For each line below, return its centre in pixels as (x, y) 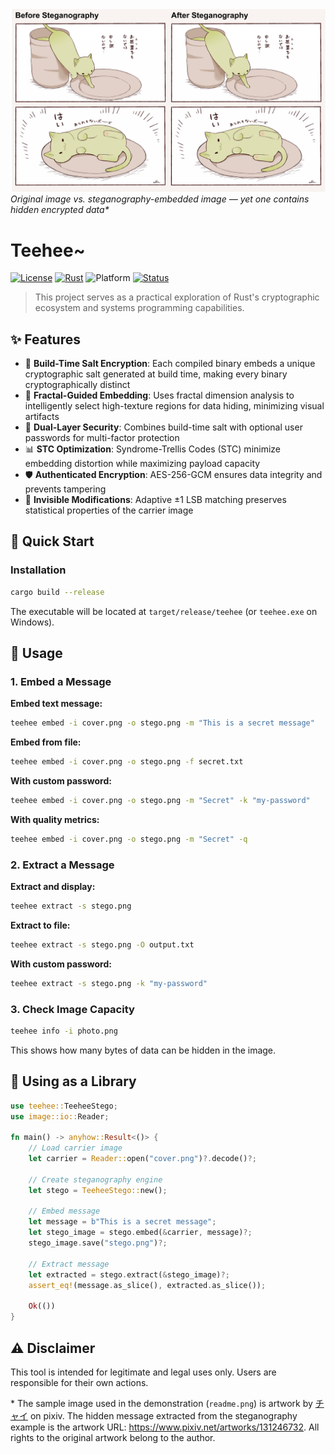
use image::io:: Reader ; (60, 1116)
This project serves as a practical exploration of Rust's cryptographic (177, 297)
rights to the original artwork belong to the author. (113, 1437)
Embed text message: (56, 704)
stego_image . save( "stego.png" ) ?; (98, 1243)
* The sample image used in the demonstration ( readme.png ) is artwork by (161, 1403)
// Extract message (69, 1264)
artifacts (42, 417)
